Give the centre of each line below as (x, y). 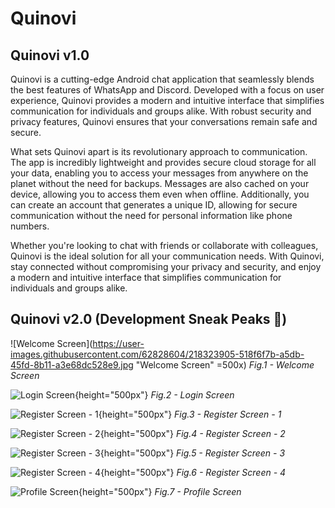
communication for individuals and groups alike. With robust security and (161, 111)
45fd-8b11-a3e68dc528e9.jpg (72, 364)
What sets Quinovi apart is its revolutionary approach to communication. (159, 151)
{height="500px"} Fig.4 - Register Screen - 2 (192, 433)
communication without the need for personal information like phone (151, 215)
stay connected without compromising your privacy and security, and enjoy (166, 266)
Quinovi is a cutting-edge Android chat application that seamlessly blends (162, 79)
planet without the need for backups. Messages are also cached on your (160, 183)
